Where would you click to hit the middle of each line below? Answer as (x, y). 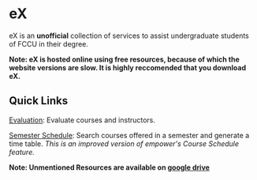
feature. (22, 152)
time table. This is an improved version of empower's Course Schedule (124, 144)
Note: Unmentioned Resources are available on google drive (109, 167)
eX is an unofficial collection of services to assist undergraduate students (129, 36)
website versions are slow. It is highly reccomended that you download (128, 67)
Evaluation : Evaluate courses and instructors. (82, 120)
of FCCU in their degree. (49, 43)
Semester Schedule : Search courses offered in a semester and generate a (129, 135)
